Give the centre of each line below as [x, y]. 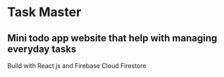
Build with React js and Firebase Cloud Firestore [77, 66]
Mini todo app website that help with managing [112, 38]
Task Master [44, 12]
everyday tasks [42, 49]
